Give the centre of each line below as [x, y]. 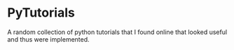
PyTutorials [41, 13]
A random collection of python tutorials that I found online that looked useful [117, 32]
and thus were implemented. [48, 39]
